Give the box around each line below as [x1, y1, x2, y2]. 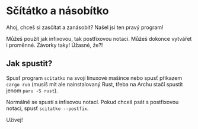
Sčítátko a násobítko [6, 4, 109, 18]
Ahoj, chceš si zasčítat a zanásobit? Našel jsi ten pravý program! [6, 24, 164, 31]
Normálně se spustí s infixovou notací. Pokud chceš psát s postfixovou [6, 98, 179, 105]
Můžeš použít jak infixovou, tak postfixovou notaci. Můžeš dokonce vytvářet [6, 35, 192, 42]
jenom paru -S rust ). [6, 87, 58, 94]
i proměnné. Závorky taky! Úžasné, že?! [6, 41, 103, 49]
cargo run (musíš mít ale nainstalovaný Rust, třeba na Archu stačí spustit [6, 80, 183, 88]
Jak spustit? [6, 59, 53, 69]
